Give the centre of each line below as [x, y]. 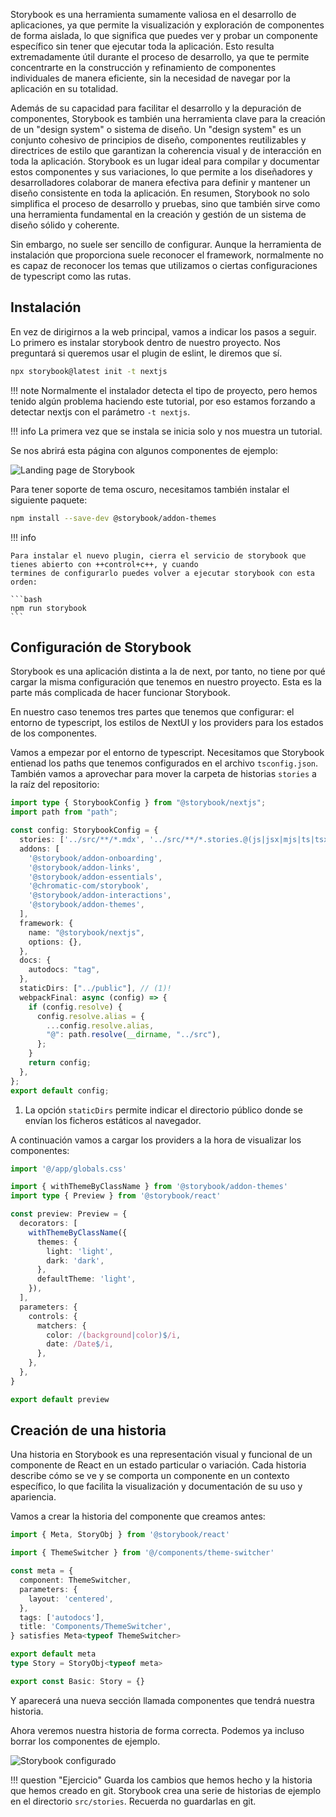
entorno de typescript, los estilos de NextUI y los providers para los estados [167, 723]
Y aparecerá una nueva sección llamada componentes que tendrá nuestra [162, 1700]
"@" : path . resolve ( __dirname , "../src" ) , [134, 1035]
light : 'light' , [80, 1251]
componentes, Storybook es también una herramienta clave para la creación [168, 118]
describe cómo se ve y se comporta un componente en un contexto [150, 1476]
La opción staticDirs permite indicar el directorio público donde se [163, 1110]
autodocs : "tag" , [64, 970]
